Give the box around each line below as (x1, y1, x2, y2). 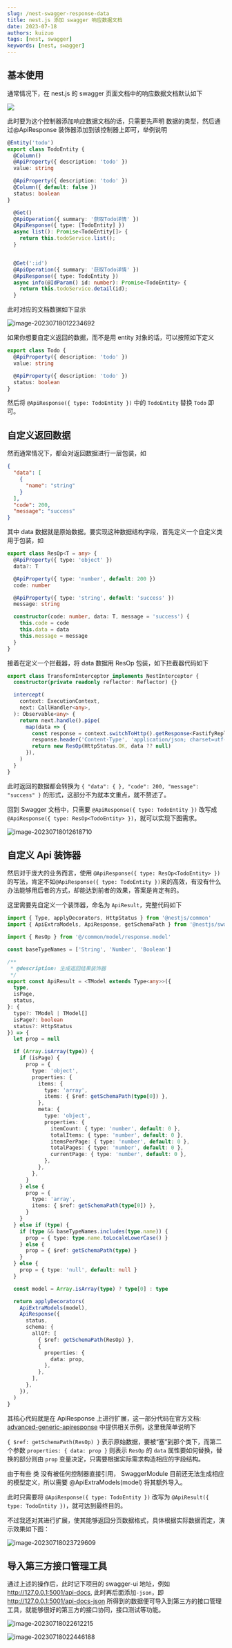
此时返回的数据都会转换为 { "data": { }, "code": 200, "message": (7, 782, 199, 790)
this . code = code (19, 620, 70, 627)
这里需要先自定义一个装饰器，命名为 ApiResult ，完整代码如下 (7, 901, 182, 909)
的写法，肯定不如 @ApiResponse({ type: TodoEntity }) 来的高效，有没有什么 (7, 878, 222, 886)
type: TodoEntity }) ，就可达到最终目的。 (7, 1501, 127, 1510)
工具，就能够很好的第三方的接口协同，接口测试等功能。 (7, 1606, 164, 1614)
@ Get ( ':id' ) (13, 260, 48, 267)
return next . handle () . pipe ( (19, 717, 100, 724)
